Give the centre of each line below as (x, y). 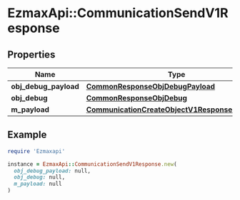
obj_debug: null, (40, 177)
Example (27, 135)
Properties (31, 54)
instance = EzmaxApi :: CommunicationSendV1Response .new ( (92, 164)
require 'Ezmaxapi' (36, 151)
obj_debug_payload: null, (52, 171)
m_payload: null (38, 184)
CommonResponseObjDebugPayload (151, 86)
